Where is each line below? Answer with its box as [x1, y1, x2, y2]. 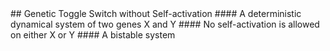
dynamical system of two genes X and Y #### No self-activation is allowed [10, 18, 320, 30]
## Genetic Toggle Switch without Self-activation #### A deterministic [10, 8, 302, 19]
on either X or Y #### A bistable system [10, 29, 176, 41]
